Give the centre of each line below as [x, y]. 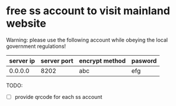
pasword [144, 60]
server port [57, 60]
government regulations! [36, 46]
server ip [22, 60]
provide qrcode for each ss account [58, 97]
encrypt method [103, 60]
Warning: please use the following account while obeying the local [87, 40]
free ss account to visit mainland [88, 11]
